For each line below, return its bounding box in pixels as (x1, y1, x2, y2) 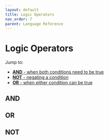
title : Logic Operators (5, 12, 55, 17)
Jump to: (5, 59, 23, 65)
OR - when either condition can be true (12, 79, 93, 85)
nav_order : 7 (5, 16, 32, 21)
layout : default (5, 7, 39, 12)
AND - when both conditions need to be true (12, 69, 104, 75)
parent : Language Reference (5, 21, 64, 26)
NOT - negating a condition (12, 74, 69, 80)
